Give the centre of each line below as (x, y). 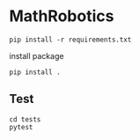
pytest (21, 127)
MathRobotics (62, 16)
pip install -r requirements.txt (70, 40)
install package (37, 55)
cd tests (25, 119)
